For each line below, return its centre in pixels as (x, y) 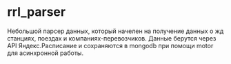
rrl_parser (37, 12)
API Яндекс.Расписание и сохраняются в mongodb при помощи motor (110, 45)
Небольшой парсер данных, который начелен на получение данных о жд (115, 31)
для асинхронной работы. (46, 53)
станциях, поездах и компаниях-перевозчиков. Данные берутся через (112, 38)
